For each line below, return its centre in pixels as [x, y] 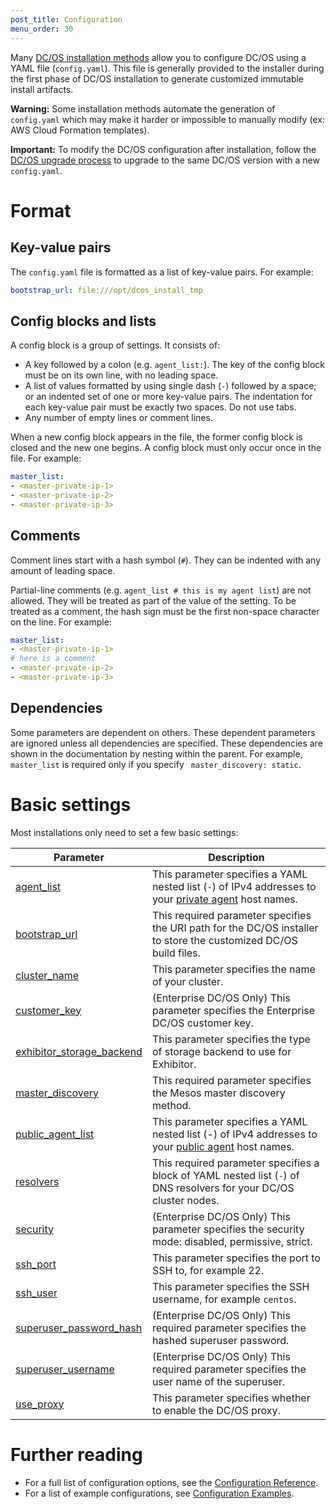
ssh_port [36, 1264]
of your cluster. [187, 981]
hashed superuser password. [220, 1340]
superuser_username [65, 1369]
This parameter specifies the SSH [230, 1286]
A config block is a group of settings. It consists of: [115, 345]
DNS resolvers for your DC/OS [223, 1188]
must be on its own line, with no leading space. [121, 375]
